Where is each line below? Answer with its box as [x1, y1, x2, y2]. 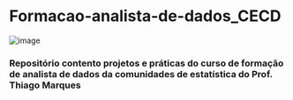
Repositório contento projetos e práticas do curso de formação [9, 57, 284, 69]
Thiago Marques [9, 79, 81, 91]
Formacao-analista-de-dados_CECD [9, 6, 282, 26]
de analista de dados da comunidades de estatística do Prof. [9, 68, 273, 80]
